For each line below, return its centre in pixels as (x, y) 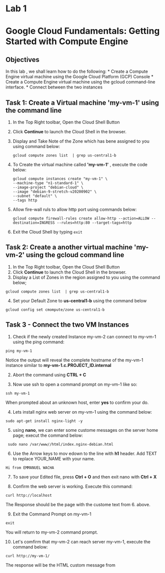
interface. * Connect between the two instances (54, 87)
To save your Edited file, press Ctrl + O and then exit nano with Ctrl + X (84, 477)
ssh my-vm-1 (18, 393)
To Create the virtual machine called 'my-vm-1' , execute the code (80, 165)
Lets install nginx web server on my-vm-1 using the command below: (82, 412)
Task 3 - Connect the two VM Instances (67, 325)
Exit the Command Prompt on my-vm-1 (52, 514)
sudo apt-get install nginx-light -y (44, 421)
